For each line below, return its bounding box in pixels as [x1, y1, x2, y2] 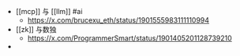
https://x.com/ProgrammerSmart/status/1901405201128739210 [27, 33, 233, 43]
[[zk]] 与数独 [15, 25, 57, 33]
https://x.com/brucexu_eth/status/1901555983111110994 [27, 16, 210, 25]
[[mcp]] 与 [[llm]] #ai [15, 7, 83, 16]
